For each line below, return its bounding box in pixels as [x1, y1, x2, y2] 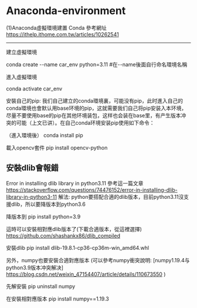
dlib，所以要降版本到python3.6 [11, 201, 86, 208]
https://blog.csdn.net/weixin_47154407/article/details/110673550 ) [6, 270, 166, 277]
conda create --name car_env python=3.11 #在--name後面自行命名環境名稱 [6, 60, 188, 68]
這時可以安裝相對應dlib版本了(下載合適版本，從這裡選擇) [6, 225, 142, 232]
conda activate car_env [6, 85, 63, 92]
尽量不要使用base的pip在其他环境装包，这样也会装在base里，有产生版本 [6, 111, 181, 119]
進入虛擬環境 [6, 73, 37, 80]
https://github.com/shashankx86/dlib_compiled [6, 232, 121, 239]
